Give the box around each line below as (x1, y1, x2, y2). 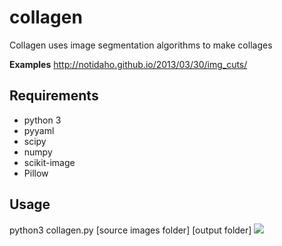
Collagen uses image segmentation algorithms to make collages (9, 39, 273, 51)
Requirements (9, 87, 99, 105)
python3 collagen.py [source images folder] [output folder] (9, 224, 252, 236)
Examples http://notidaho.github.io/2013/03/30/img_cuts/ (9, 58, 248, 70)
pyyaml (23, 124, 55, 136)
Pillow (23, 167, 49, 179)
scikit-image (23, 156, 76, 168)
